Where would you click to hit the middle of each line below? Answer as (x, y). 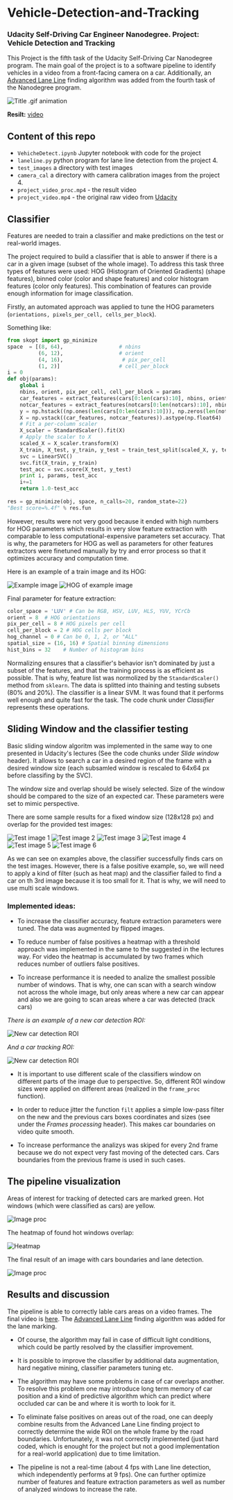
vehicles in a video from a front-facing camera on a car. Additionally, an (109, 73)
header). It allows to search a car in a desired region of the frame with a (110, 760)
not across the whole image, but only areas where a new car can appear (120, 992)
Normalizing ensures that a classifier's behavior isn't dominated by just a (111, 663)
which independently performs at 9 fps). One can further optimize (111, 1474)
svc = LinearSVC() (46, 456)
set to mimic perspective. (43, 803)
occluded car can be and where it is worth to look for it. (96, 1403)
